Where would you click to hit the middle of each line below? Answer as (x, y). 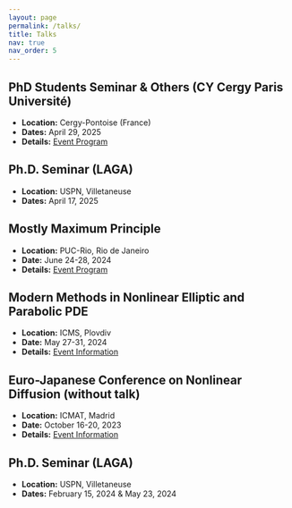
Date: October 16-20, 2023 (71, 425)
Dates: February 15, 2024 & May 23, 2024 (99, 494)
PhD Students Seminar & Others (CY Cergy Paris (146, 87)
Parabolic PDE (48, 311)
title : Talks (33, 34)
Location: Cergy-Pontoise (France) (86, 123)
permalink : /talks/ (45, 26)
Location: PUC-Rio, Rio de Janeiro (85, 250)
